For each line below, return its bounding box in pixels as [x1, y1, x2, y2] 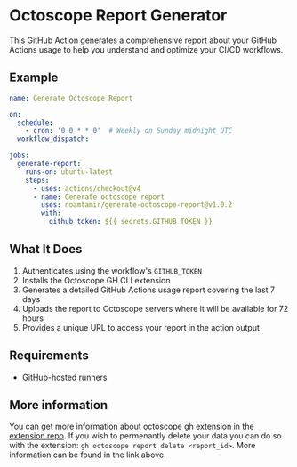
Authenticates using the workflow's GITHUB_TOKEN [21, 265, 203, 276]
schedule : [17, 118, 53, 127]
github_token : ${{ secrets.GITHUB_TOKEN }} [48, 217, 213, 226]
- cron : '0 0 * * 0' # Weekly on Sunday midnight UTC [25, 127, 233, 135]
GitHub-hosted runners [21, 372, 108, 382]
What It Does [9, 242, 83, 257]
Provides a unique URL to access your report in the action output [21, 322, 261, 332]
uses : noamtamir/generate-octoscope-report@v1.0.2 [41, 201, 233, 209]
